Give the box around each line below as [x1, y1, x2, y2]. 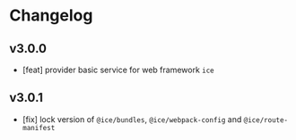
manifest [22, 123, 56, 132]
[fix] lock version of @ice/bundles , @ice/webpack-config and [22, 113, 242, 125]
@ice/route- [243, 115, 289, 125]
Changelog [9, 5, 93, 26]
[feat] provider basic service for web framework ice [22, 64, 215, 75]
